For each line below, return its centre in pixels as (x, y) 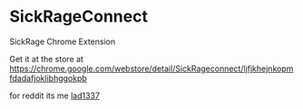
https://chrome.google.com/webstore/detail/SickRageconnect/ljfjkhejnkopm (151, 68)
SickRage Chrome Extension (63, 41)
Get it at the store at (47, 59)
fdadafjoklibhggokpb (49, 77)
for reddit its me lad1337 (54, 95)
